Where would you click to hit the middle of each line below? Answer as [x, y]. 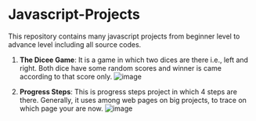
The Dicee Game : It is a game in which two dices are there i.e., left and [134, 60]
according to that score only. [66, 76]
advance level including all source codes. [75, 44]
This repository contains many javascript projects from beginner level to [124, 36]
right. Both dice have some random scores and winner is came [120, 68]
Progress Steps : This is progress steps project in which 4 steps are [128, 91]
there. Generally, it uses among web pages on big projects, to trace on [133, 100]
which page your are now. [61, 108]
